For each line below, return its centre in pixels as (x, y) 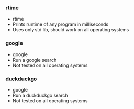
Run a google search (35, 60)
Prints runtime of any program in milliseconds (61, 24)
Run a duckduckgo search (40, 95)
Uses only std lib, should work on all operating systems (71, 30)
